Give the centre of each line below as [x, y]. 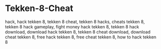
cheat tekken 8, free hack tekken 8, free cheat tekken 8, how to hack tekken [81, 37]
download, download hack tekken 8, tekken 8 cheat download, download [78, 32]
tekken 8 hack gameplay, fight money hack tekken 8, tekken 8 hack [72, 26]
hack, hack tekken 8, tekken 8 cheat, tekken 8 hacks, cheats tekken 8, [75, 22]
